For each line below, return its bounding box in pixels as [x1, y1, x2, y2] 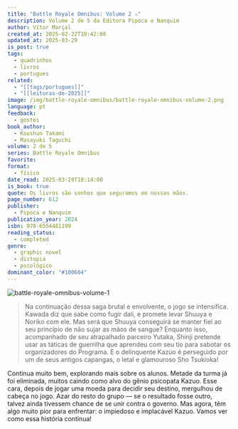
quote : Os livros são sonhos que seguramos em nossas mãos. [7, 190, 190, 197]
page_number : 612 [7, 196, 59, 203]
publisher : [7, 202, 40, 210]
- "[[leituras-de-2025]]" [13, 90, 91, 97]
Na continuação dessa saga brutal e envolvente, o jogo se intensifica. [24, 302, 229, 311]
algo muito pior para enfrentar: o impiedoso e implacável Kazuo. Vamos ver [7, 407, 228, 415]
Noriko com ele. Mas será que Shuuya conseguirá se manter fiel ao [24, 317, 222, 326]
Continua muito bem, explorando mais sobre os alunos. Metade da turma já [7, 368, 227, 378]
